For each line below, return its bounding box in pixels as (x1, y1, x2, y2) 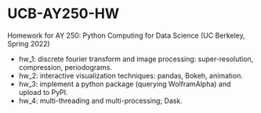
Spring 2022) (7, 38, 50, 48)
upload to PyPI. (18, 87, 68, 97)
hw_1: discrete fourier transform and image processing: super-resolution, (18, 54, 254, 64)
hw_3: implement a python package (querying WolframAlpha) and (18, 79, 231, 89)
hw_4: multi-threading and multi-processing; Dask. (18, 96, 183, 105)
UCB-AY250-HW (7, 5, 120, 23)
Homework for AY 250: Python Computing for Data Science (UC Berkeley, (7, 31, 246, 40)
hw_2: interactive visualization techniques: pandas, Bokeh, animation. (18, 71, 244, 80)
